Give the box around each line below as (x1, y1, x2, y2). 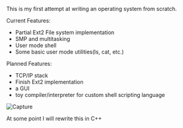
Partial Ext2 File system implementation (15, 29, 115, 36)
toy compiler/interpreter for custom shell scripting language (15, 91, 165, 98)
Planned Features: (6, 60, 52, 67)
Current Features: (6, 17, 51, 24)
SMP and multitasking (15, 35, 70, 42)
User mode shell (15, 42, 57, 49)
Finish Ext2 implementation (15, 79, 84, 85)
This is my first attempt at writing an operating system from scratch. (6, 5, 177, 12)
